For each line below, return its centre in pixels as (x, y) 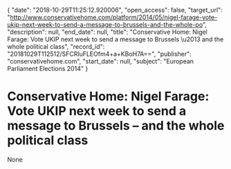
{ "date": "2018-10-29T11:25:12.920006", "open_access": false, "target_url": (115, 10)
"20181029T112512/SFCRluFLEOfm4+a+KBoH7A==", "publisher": (99, 54)
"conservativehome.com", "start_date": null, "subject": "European (101, 61)
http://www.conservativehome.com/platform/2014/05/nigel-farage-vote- (114, 17)
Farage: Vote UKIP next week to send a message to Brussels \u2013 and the (115, 39)
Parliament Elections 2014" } (48, 69)
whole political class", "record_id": (56, 47)
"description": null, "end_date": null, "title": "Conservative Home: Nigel (107, 32)
